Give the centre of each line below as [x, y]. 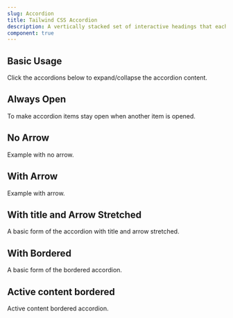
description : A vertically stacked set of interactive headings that [110, 26]
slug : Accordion [31, 14]
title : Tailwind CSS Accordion [52, 20]
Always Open [37, 99]
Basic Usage [35, 61]
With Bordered [39, 253]
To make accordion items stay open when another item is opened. [102, 116]
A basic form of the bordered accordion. [65, 270]
